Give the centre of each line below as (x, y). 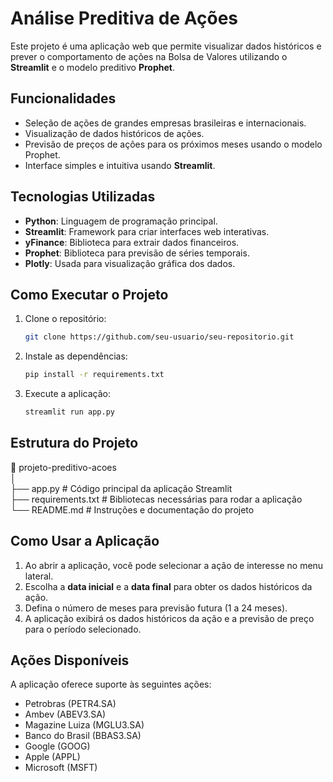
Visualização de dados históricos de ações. (114, 133)
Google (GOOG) (57, 746)
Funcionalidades (63, 98)
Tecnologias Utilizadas (83, 197)
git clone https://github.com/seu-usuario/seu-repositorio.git (159, 337)
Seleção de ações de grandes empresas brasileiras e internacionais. (165, 123)
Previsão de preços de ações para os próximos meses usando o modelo (173, 144)
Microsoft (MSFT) (61, 768)
